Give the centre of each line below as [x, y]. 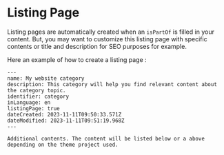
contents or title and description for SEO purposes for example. [97, 46]
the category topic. [37, 90]
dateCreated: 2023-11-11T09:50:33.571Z [64, 114]
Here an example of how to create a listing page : [77, 59]
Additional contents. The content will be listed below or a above [106, 138]
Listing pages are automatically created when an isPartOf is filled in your [111, 32]
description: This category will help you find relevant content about [112, 84]
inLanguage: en [29, 102]
